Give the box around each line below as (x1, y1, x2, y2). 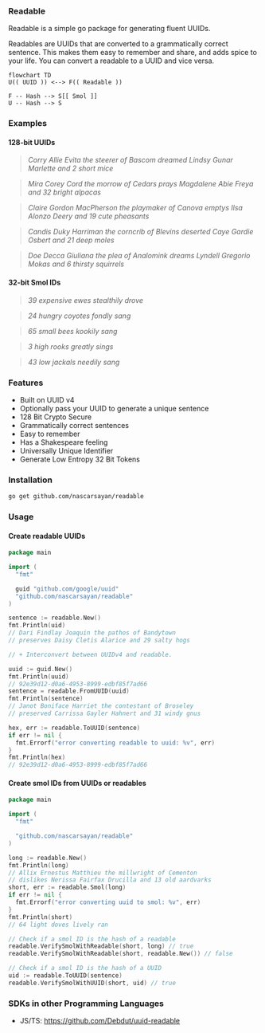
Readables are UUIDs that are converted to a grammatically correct (8, 39, 228, 49)
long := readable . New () (8, 854, 88, 862)
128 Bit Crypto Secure (19, 412, 92, 422)
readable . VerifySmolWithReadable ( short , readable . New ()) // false (8, 950, 233, 958)
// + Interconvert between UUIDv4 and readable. (8, 650, 173, 658)
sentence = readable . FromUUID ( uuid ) (8, 687, 130, 695)
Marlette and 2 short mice (27, 163, 114, 173)
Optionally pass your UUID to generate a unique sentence (19, 403, 209, 413)
